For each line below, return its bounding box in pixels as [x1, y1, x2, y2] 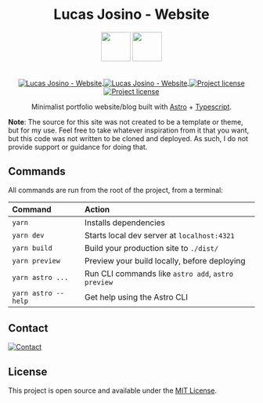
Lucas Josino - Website [53, 5, 210, 24]
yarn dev [12, 231, 45, 240]
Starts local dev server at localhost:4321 [85, 230, 235, 241]
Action [85, 204, 110, 215]
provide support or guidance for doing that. [8, 142, 148, 151]
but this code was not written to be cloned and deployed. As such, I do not [8, 133, 249, 143]
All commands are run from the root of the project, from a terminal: [8, 186, 223, 195]
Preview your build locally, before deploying [85, 256, 246, 267]
